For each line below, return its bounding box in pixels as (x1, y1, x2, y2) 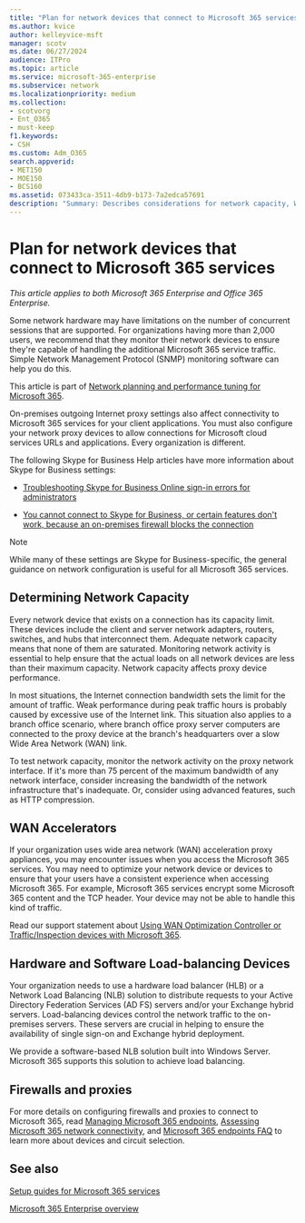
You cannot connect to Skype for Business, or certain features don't (22, 509, 278, 520)
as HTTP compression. (9, 794, 95, 805)
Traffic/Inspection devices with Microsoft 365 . (9, 930, 182, 940)
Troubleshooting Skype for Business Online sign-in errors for (22, 482, 251, 492)
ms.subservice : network (9, 81, 100, 90)
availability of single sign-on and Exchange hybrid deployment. (9, 1029, 245, 1039)
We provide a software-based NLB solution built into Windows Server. (9, 1046, 271, 1057)
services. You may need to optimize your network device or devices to (9, 864, 273, 875)
